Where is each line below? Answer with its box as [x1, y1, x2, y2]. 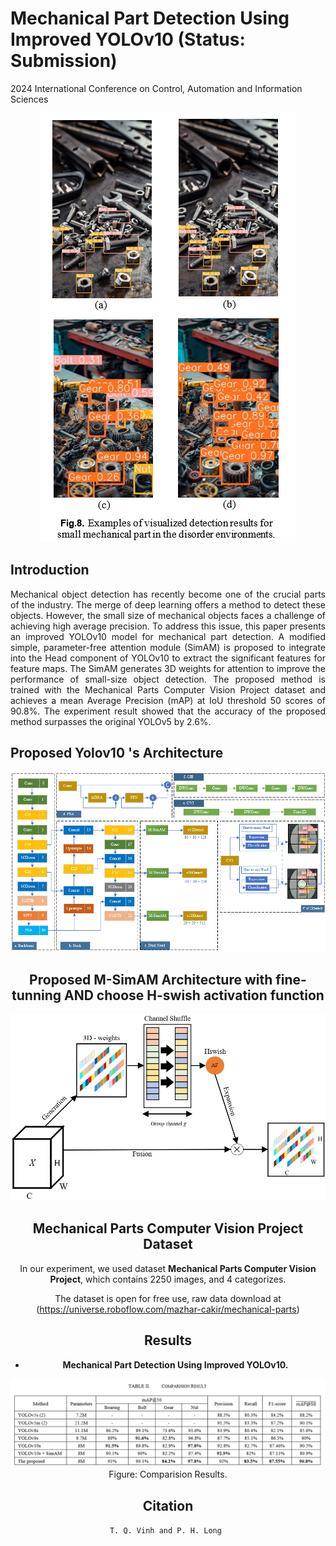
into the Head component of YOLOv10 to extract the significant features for [10, 652, 326, 664]
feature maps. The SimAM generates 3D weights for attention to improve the [10, 662, 326, 674]
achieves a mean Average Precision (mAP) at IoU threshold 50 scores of [10, 694, 326, 706]
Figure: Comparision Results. [108, 1468, 228, 1481]
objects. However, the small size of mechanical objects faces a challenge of [10, 609, 326, 621]
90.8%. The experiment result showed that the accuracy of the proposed [10, 705, 326, 717]
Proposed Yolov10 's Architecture [10, 745, 224, 762]
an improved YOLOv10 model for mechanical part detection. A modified [10, 630, 326, 642]
